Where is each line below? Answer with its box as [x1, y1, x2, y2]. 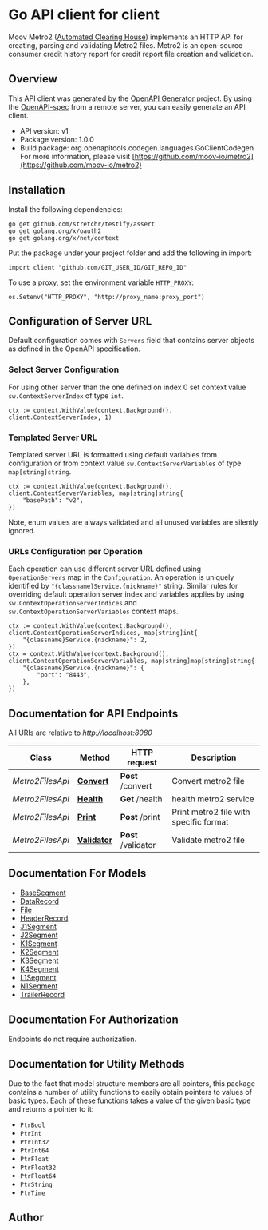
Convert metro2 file [171, 776, 245, 787]
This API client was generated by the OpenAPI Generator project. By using [8, 94, 253, 103]
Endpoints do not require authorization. [8, 1034, 137, 1044]
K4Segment [19, 964, 60, 973]
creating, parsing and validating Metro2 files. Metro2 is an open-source [8, 40, 243, 50]
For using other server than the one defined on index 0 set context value [8, 382, 246, 392]
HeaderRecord [19, 913, 69, 923]
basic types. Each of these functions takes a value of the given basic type [8, 1096, 251, 1105]
